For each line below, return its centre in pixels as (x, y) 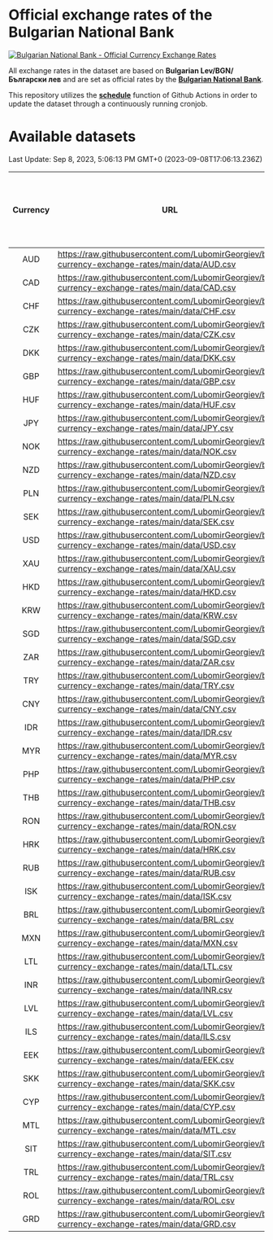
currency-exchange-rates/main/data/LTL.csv (145, 966)
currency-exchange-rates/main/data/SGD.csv (147, 638)
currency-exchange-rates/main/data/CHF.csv (146, 311)
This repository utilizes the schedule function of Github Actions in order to (133, 94)
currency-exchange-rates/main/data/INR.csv (145, 989)
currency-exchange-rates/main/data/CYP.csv (146, 1106)
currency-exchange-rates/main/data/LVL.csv (145, 1013)
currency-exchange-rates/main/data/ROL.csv (146, 1200)
